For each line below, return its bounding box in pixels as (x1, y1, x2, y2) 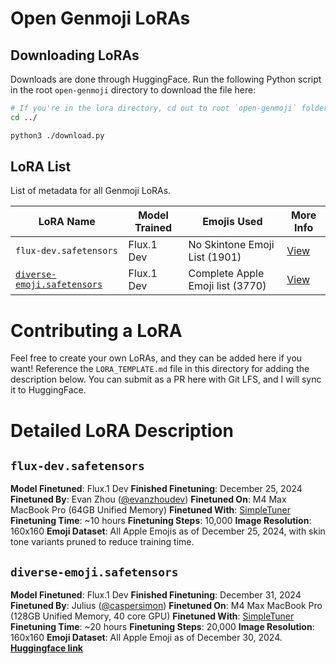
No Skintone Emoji (188, 238, 275, 252)
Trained (134, 221, 173, 235)
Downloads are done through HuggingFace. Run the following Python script (10, 73, 322, 85)
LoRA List (10, 158, 72, 176)
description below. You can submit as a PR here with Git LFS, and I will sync (10, 373, 322, 386)
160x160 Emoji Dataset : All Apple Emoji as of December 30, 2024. (10, 632, 283, 644)
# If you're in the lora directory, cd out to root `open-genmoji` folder (10, 103, 329, 113)
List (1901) (188, 250, 242, 264)
